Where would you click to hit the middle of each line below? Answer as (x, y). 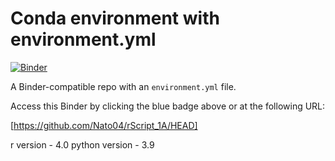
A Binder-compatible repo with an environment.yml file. (123, 86)
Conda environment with (115, 18)
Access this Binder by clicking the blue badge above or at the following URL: (168, 106)
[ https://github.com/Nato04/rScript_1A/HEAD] (104, 125)
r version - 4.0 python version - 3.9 (82, 144)
